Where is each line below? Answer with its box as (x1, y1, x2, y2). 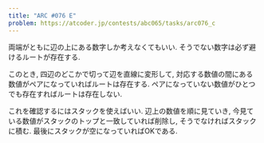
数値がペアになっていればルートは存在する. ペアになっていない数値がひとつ (8, 79, 256, 89)
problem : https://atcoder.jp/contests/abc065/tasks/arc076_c (8, 19, 216, 27)
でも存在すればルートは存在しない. (8, 89, 123, 98)
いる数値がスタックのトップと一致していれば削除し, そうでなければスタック (8, 116, 257, 125)
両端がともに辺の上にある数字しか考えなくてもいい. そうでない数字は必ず (8, 42, 250, 52)
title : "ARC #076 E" (8, 11, 77, 20)
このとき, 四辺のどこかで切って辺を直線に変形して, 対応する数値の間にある (8, 69, 254, 78)
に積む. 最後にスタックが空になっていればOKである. (8, 125, 178, 136)
